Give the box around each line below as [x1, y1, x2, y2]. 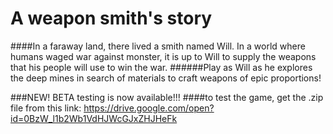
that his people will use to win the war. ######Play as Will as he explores [10, 61, 313, 73]
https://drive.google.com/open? [83, 102, 215, 114]
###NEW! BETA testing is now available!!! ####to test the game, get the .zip [10, 91, 324, 103]
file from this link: [10, 102, 82, 114]
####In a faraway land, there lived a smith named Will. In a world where [10, 40, 306, 52]
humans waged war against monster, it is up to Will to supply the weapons [10, 50, 317, 62]
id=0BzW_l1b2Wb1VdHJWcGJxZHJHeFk [10, 112, 178, 124]
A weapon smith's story [10, 7, 213, 30]
